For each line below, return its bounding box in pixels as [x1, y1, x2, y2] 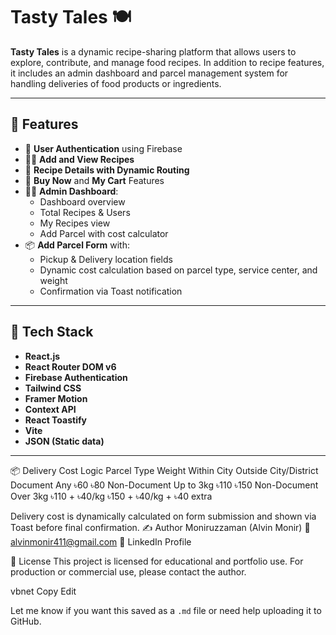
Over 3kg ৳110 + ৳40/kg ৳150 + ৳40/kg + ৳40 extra [10, 490, 213, 502]
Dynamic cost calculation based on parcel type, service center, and [39, 264, 318, 276]
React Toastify [24, 414, 87, 426]
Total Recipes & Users [39, 206, 131, 218]
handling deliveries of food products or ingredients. [10, 77, 222, 89]
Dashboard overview [39, 195, 126, 208]
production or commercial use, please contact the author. [10, 565, 247, 578]
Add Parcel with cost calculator [39, 227, 169, 239]
